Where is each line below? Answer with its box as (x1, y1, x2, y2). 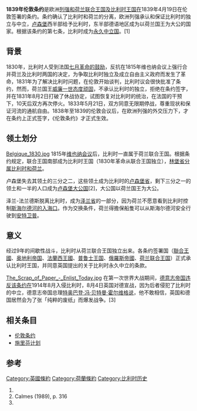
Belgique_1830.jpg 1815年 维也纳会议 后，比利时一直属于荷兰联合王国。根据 (6, 150, 185, 157)
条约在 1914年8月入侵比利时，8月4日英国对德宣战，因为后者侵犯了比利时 (16, 282, 191, 289)
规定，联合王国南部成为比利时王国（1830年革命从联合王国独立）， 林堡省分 (11, 157, 190, 164)
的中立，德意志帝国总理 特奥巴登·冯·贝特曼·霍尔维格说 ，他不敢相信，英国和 (6, 289, 186, 296)
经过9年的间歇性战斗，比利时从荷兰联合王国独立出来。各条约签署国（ (6, 247, 174, 254)
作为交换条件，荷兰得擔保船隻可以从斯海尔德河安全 (62, 204, 186, 211)
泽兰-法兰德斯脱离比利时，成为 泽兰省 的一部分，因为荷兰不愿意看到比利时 (6, 197, 184, 204)
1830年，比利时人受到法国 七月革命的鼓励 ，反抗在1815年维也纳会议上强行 (6, 63, 183, 70)
